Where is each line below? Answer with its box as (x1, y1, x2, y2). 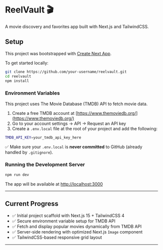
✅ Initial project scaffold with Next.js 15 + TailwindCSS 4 (12, 212, 125, 219)
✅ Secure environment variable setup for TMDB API (12, 218, 115, 224)
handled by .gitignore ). (5, 149, 53, 155)
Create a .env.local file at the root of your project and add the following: (12, 125, 158, 131)
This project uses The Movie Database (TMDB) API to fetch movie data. (5, 101, 148, 107)
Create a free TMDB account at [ (12, 110, 78, 116)
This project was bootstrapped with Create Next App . (5, 50, 112, 56)
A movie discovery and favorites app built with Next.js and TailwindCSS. (5, 23, 149, 30)
